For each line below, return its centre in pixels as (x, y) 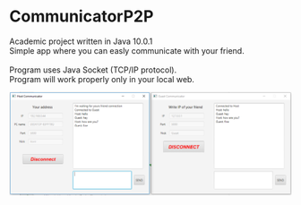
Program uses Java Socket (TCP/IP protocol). (93, 70)
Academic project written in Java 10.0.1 (81, 41)
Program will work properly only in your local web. (102, 79)
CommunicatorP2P (82, 17)
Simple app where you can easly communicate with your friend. (127, 50)
